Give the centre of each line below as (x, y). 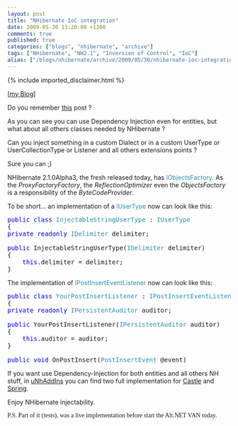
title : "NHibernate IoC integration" (63, 21)
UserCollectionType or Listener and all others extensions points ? (102, 150)
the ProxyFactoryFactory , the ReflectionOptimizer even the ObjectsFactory (117, 185)
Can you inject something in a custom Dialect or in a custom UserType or (114, 142)
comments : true (30, 34)
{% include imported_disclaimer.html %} (66, 80)
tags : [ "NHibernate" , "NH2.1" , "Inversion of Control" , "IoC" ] (103, 54)
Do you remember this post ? (50, 108)
